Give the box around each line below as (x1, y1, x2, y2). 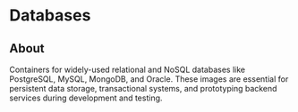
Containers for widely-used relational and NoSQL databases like (9, 64, 246, 75)
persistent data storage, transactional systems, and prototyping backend (9, 84, 277, 93)
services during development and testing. (9, 92, 163, 103)
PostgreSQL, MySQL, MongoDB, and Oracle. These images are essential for (9, 74, 289, 84)
